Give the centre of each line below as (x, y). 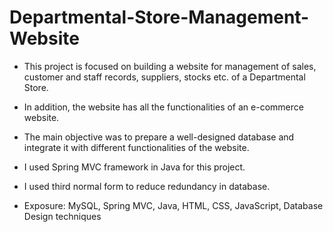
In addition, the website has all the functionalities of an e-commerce (163, 107)
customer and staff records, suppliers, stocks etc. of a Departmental (164, 77)
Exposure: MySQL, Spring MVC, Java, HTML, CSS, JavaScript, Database (173, 205)
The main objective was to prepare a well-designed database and (159, 137)
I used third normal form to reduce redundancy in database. (147, 186)
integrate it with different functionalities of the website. (136, 147)
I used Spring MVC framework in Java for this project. (134, 167)
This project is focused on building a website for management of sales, (170, 66)
